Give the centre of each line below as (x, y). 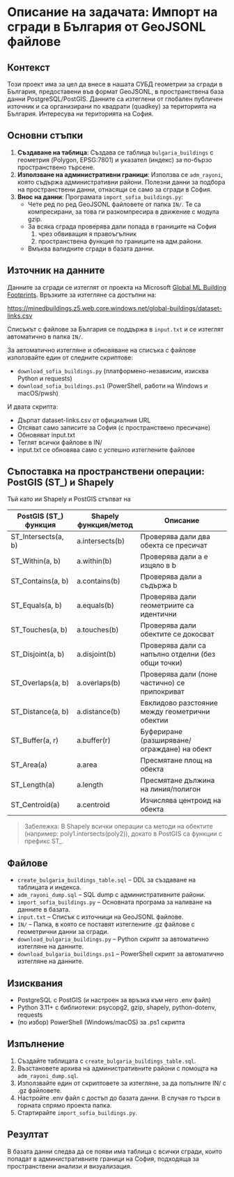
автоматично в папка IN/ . (45, 336)
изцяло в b (158, 566)
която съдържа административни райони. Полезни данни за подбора (121, 182)
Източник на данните (56, 271)
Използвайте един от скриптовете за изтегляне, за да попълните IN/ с (122, 1083)
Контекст (29, 67)
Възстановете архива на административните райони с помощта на (117, 1068)
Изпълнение (36, 1044)
